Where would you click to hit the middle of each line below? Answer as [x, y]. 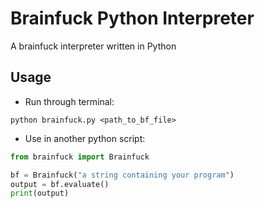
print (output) [40, 193]
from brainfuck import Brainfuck [80, 157]
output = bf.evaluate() [60, 184]
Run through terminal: [69, 101]
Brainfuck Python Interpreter [132, 18]
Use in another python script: [85, 138]
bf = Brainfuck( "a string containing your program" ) [122, 175]
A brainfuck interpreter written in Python [93, 46]
